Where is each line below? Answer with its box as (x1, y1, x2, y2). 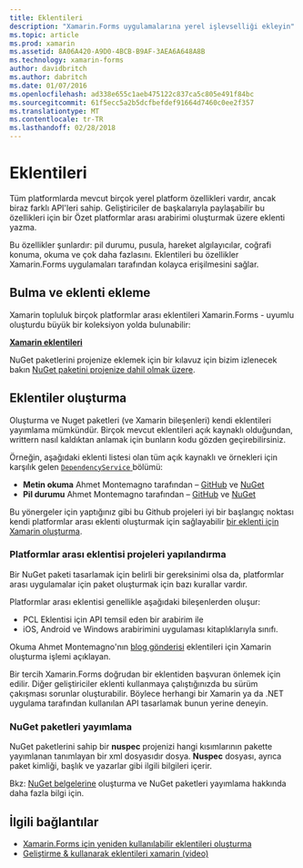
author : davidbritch (9, 65, 88, 74)
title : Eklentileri (9, 13, 84, 23)
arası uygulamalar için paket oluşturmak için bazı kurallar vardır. (9, 578, 248, 589)
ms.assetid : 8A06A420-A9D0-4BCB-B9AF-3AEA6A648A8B (9, 47, 206, 56)
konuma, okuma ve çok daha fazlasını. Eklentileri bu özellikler (9, 249, 239, 260)
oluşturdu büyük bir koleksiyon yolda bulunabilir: (9, 319, 191, 330)
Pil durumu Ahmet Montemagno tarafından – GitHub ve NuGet (22, 488, 257, 499)
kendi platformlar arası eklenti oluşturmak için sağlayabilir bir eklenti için (9, 516, 279, 526)
